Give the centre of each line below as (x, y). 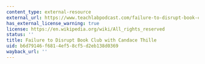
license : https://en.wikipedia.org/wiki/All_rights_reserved (86, 29)
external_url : (24, 18)
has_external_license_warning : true (53, 23)
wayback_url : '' (27, 52)
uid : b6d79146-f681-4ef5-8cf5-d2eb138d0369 (63, 46)
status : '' (20, 35)
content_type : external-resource (49, 12)
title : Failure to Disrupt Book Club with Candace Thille (81, 40)
